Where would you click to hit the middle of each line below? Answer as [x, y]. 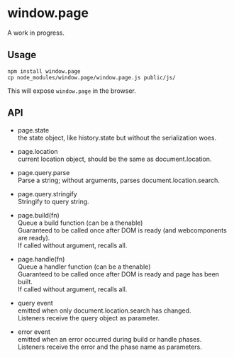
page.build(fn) [39, 215]
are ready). [34, 237]
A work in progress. [36, 33]
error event [34, 332]
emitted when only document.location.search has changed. [104, 311]
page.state [33, 130]
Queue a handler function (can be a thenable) [84, 267]
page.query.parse [44, 172]
